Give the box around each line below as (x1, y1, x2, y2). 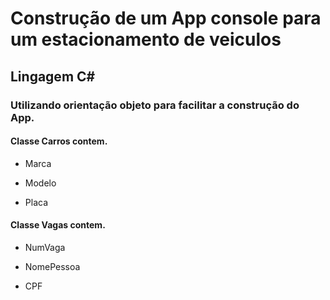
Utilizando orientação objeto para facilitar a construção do (10, 98, 300, 112)
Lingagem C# (10, 68, 96, 85)
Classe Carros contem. (10, 135, 108, 147)
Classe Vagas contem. (10, 219, 106, 231)
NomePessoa (24, 260, 81, 272)
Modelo (24, 177, 57, 189)
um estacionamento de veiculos (10, 28, 282, 51)
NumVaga (24, 241, 66, 253)
